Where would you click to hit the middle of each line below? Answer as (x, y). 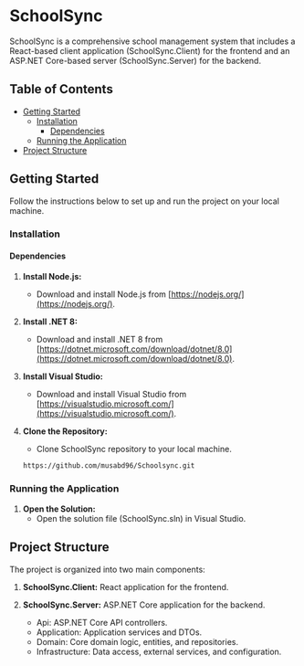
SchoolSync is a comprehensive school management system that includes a (152, 41)
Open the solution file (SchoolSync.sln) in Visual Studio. (141, 518)
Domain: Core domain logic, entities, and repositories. (137, 641)
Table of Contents (62, 89)
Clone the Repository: (65, 431)
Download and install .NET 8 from (100, 339)
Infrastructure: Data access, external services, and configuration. (159, 651)
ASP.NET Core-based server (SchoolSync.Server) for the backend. (136, 60)
